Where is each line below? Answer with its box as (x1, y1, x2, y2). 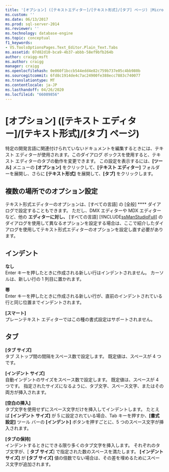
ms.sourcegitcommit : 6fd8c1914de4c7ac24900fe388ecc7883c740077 (5, 73, 141, 78)
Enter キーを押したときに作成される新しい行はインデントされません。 (5, 270, 150, 276)
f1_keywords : (5, 40, 33, 45)
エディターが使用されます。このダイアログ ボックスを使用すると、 (15, 152, 152, 158)
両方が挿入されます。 (5, 389, 49, 395)
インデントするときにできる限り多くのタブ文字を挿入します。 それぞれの (5, 442, 156, 448)
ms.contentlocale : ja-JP (5, 82, 57, 87)
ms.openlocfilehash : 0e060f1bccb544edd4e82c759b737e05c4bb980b (5, 69, 141, 74)
